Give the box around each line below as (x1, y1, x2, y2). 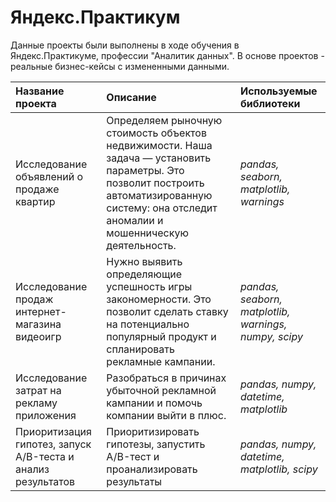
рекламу (15, 396, 58, 410)
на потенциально (106, 317, 190, 331)
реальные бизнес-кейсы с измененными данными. (10, 60, 230, 72)
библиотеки (239, 96, 301, 110)
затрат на (15, 383, 62, 397)
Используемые (239, 84, 318, 98)
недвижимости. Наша (106, 138, 213, 152)
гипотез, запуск (15, 437, 92, 451)
